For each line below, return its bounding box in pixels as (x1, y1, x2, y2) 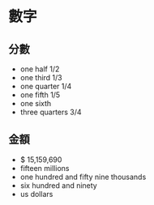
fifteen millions (19, 163, 70, 173)
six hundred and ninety (19, 180, 97, 190)
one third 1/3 (19, 73, 62, 82)
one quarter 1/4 (19, 82, 72, 91)
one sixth (19, 99, 52, 108)
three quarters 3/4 (19, 107, 83, 117)
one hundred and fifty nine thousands (19, 172, 147, 182)
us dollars (19, 189, 53, 199)
